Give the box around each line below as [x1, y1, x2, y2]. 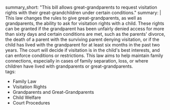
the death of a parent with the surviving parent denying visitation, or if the [5, 36, 160, 42]
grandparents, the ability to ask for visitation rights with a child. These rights [5, 20, 164, 26]
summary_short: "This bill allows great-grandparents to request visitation [5, 5, 157, 10]
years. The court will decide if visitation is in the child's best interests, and [5, 47, 160, 53]
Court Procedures [12, 100, 50, 105]
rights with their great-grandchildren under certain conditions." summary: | [5, 10, 161, 16]
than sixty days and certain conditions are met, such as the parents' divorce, [5, 31, 165, 37]
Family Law [12, 78, 37, 84]
